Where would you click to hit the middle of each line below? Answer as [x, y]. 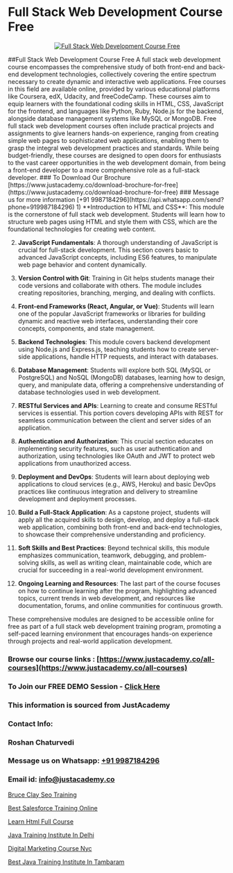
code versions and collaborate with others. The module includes [110, 285]
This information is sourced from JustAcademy [89, 705]
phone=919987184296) [41, 207]
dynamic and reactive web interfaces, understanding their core [108, 321]
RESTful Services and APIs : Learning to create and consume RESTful [118, 405]
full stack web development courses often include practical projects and [111, 126]
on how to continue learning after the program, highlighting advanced [117, 591]
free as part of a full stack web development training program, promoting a [114, 626]
